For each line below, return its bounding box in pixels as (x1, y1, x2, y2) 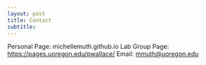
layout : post (7, 10, 46, 17)
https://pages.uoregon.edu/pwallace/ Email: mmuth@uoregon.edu (7, 50, 199, 58)
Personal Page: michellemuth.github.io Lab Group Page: (7, 43, 169, 51)
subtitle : (7, 23, 37, 30)
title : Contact (7, 17, 52, 24)
